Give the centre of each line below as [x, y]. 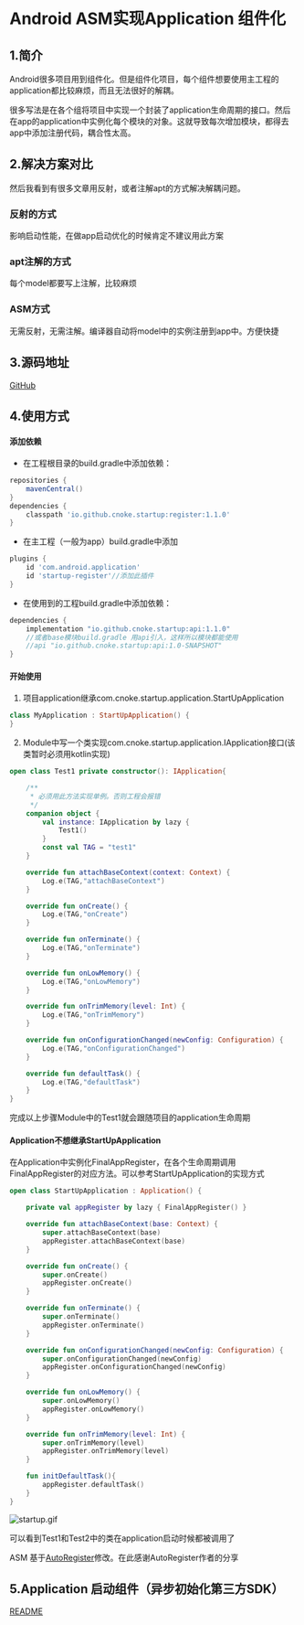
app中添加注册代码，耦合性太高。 [73, 133]
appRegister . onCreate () [87, 1283]
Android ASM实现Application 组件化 [148, 19]
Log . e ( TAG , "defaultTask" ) [92, 1082]
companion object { [63, 813]
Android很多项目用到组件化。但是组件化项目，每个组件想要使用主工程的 [144, 79]
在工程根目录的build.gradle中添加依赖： [97, 464]
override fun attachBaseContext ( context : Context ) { [128, 872]
